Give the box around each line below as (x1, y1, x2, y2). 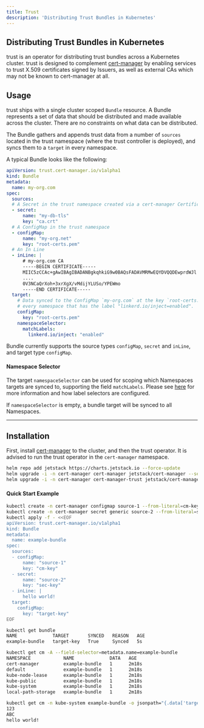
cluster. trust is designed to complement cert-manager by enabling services (6, 60, 196, 67)
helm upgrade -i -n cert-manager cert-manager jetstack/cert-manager (6, 471, 186, 477)
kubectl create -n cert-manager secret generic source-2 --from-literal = (6, 509, 197, 515)
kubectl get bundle (6, 627, 56, 633)
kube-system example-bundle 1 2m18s (6, 684, 143, 690)
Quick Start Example (6, 490, 59, 497)
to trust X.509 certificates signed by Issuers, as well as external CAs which (6, 66, 194, 74)
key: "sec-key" (22, 582, 61, 589)
